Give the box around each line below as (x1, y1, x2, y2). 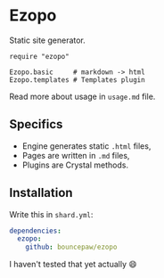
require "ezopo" (9, 52, 70, 61)
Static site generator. (9, 35, 86, 45)
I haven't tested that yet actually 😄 (9, 259, 137, 270)
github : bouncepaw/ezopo (25, 242, 118, 252)
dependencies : (9, 226, 62, 235)
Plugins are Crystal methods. (21, 159, 129, 170)
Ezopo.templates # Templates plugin (9, 75, 145, 85)
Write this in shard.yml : (9, 208, 94, 219)
